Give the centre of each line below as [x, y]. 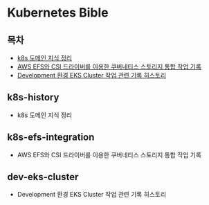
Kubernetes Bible [58, 13]
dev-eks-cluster [43, 177]
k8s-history [33, 97]
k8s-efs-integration [51, 137]
